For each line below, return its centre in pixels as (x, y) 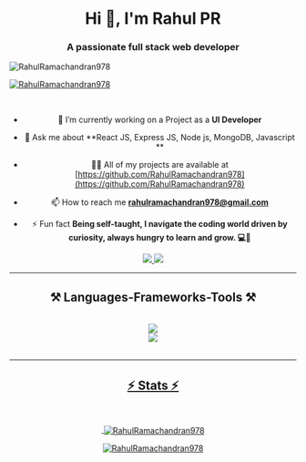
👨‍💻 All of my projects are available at (160, 165)
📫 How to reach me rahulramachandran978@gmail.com (160, 202)
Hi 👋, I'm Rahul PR (153, 19)
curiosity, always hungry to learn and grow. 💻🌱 (160, 238)
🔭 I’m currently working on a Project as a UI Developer (160, 120)
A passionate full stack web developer (153, 47)
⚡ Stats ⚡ (153, 385)
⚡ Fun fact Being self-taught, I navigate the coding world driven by (160, 224)
